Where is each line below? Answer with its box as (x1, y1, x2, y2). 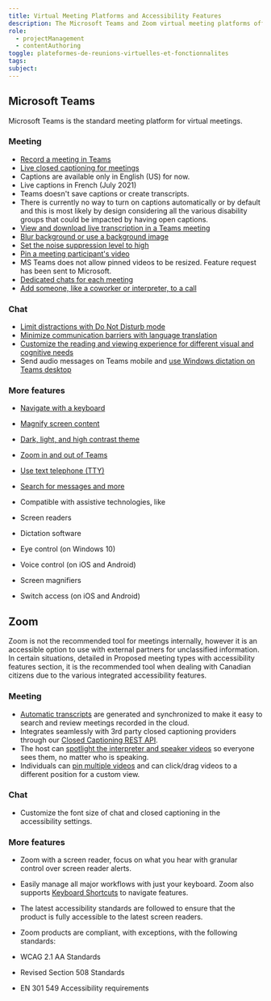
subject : (8, 65, 38, 73)
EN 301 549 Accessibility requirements (19, 983, 149, 993)
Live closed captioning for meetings (19, 163, 140, 172)
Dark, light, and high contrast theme (19, 434, 140, 445)
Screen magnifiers (19, 576, 82, 585)
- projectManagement (15, 34, 85, 43)
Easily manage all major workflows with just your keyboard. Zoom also (19, 879, 254, 889)
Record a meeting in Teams (19, 154, 111, 164)
